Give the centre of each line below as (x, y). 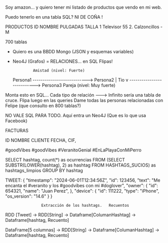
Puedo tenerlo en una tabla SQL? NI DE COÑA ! (54, 17)
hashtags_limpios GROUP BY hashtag (44, 170)
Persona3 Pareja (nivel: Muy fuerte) (79, 85)
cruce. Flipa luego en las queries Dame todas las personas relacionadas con (84, 100)
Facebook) (16, 121)
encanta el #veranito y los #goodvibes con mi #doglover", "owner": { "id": (82, 185)
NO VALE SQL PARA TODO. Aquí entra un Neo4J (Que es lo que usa (76, 115)
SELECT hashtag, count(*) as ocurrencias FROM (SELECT (65, 160)
